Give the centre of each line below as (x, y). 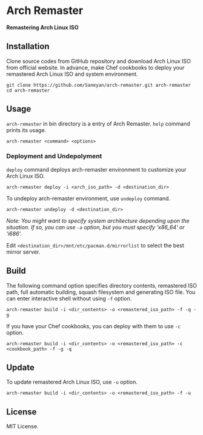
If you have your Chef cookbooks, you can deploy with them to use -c (93, 326)
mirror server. (23, 252)
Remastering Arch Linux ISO (42, 27)
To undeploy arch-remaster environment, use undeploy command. (88, 198)
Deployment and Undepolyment (54, 157)
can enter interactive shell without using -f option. (69, 298)
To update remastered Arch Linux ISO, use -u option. (72, 382)
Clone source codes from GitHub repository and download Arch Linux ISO (98, 61)
